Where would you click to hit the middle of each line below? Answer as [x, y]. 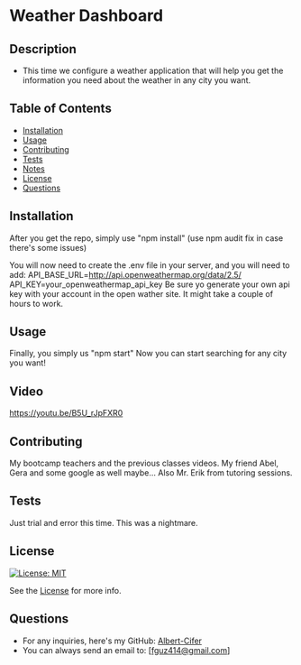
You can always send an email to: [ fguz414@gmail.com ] [126, 650]
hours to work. [36, 303]
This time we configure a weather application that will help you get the [153, 70]
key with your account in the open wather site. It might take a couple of [141, 293]
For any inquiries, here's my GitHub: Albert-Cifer [112, 641]
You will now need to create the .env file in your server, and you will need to [150, 265]
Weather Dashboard [87, 16]
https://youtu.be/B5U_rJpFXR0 [66, 413]
